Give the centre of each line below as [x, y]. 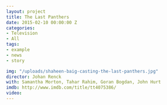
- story [16, 60]
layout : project [26, 11]
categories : [21, 28]
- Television [22, 33]
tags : [13, 45]
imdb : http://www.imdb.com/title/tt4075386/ [61, 88]
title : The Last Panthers [38, 17]
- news [14, 55]
